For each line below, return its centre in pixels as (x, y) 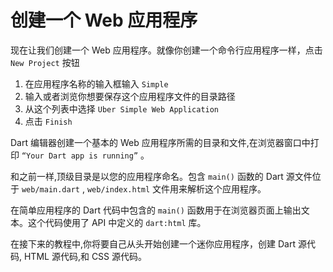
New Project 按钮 (45, 62)
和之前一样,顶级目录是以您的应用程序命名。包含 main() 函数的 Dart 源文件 (161, 176)
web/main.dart (51, 189)
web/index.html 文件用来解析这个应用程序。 (176, 188)
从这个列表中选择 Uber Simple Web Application (122, 108)
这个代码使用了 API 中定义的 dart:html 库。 (117, 222)
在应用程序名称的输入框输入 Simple (96, 83)
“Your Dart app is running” (80, 156)
